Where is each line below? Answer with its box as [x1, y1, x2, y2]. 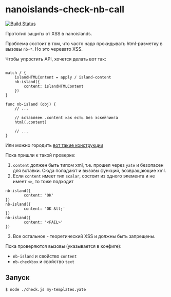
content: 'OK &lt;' [24, 206, 66, 211]
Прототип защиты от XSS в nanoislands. [5, 30, 92, 36]
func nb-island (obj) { [5, 102, 56, 107]
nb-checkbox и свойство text [12, 258, 74, 265]
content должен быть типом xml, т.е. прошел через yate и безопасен [12, 162, 164, 168]
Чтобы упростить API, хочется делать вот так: [5, 55, 106, 62]
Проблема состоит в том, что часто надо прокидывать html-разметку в [5, 40, 163, 47]
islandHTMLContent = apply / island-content [14, 74, 111, 80]
